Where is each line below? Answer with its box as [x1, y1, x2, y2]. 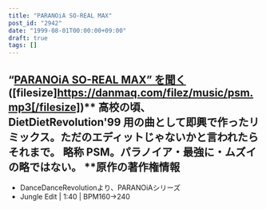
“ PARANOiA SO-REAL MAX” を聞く [8, 73, 186, 86]
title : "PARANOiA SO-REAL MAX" [8, 11, 113, 20]
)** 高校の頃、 [79, 101, 152, 114]
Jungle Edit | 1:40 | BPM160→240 [19, 191, 130, 201]
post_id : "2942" [8, 19, 62, 27]
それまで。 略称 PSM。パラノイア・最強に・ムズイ [8, 145, 257, 159]
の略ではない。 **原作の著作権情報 [8, 160, 181, 174]
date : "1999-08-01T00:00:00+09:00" [8, 26, 127, 34]
